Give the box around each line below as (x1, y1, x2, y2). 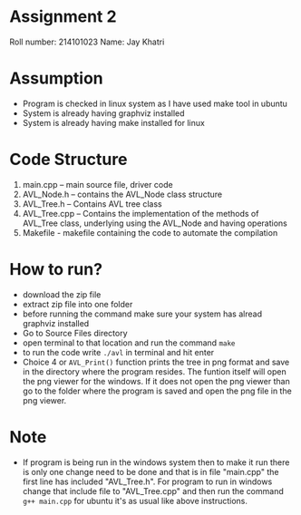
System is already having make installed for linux (22, 117, 206, 128)
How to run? (9, 259, 102, 279)
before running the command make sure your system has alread (22, 308, 263, 319)
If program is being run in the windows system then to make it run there (22, 456, 290, 468)
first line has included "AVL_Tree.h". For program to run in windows (22, 476, 273, 487)
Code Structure (9, 150, 128, 170)
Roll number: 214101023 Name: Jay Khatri (9, 36, 165, 47)
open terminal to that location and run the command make (22, 337, 236, 348)
